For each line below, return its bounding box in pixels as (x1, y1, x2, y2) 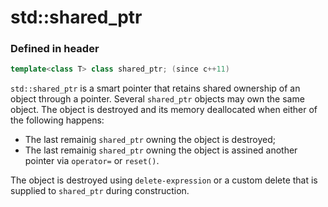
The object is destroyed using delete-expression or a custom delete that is (10, 174, 318, 186)
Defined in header (10, 42, 100, 56)
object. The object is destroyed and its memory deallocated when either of (10, 104, 318, 116)
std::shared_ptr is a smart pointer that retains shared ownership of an (10, 82, 301, 95)
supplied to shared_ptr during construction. (10, 185, 190, 197)
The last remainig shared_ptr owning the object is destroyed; (24, 134, 276, 146)
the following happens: (10, 114, 105, 126)
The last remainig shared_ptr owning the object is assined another (24, 144, 298, 156)
